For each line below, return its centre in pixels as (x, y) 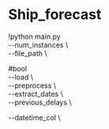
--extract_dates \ (36, 93)
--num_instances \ (38, 44)
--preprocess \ (32, 85)
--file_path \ (28, 53)
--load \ (21, 77)
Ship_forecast (55, 15)
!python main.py (34, 36)
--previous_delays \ (40, 102)
